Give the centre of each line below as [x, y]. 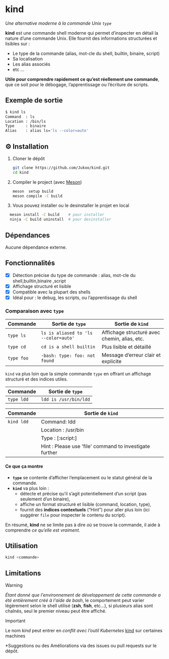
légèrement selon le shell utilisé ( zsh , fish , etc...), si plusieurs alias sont [79, 606]
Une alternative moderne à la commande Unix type [58, 23]
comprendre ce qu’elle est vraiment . [43, 530]
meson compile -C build [37, 196]
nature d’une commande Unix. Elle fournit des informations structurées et [81, 38]
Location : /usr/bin [62, 430]
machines [15, 636]
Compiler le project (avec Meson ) [47, 182]
